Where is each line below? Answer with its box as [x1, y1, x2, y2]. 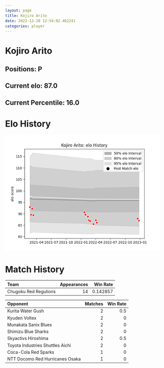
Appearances [59, 281, 88, 287]
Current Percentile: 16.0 [5, 99, 80, 107]
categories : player [5, 24, 45, 29]
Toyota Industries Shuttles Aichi [7, 342, 71, 348]
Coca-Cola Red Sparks [7, 349, 55, 355]
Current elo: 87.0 [5, 82, 58, 90]
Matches [85, 301, 104, 307]
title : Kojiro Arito [5, 13, 48, 18]
